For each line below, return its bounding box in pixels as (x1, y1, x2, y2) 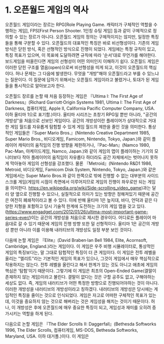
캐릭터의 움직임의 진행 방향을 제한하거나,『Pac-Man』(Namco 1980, (18, 142, 150, 148)
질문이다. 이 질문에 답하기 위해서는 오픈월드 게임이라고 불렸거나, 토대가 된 (10, 76, 150, 82)
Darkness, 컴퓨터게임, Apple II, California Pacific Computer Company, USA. (5, 105, 155, 111)
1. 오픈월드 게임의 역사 (5, 4, 89, 16)
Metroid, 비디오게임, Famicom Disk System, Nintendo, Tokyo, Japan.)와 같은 (5, 166, 157, 172)
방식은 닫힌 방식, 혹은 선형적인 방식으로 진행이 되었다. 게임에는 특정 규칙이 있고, (5, 46, 157, 52)
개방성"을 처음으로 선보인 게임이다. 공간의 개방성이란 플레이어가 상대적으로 (5, 117, 147, 123)
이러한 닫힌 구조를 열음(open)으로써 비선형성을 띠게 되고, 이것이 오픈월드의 (5, 64, 148, 70)
